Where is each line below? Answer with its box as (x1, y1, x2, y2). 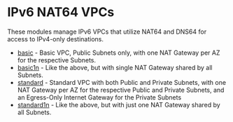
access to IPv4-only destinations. (7, 34, 104, 43)
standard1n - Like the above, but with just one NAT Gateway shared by (17, 100, 220, 109)
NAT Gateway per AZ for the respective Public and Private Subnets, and (17, 86, 225, 94)
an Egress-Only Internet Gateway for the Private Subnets (17, 93, 182, 102)
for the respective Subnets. (17, 55, 97, 64)
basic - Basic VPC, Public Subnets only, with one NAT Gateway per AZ (17, 48, 220, 57)
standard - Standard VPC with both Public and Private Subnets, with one (17, 78, 226, 86)
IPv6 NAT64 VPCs (7, 4, 115, 20)
